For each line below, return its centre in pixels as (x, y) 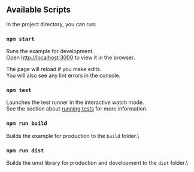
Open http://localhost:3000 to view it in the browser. (71, 58)
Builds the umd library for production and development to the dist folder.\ (97, 163)
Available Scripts (38, 10)
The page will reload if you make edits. (54, 69)
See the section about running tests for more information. (77, 109)
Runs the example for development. (50, 51)
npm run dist (25, 150)
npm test (19, 90)
